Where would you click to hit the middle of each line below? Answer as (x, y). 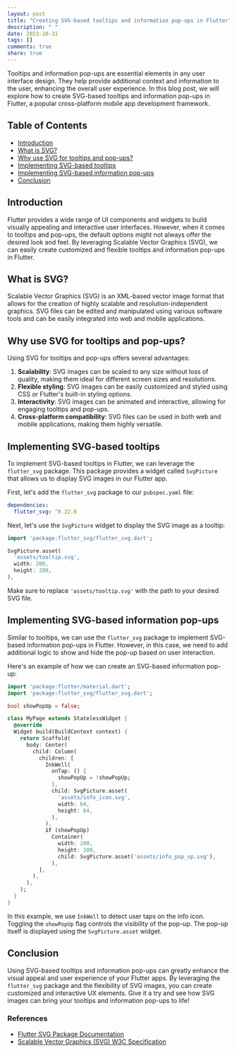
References (28, 1018)
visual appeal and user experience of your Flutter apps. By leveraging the (114, 978)
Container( (67, 837)
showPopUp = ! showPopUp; (94, 778)
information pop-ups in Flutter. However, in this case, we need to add (127, 645)
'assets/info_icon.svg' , (94, 797)
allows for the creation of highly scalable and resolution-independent (108, 304)
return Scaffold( (45, 739)
